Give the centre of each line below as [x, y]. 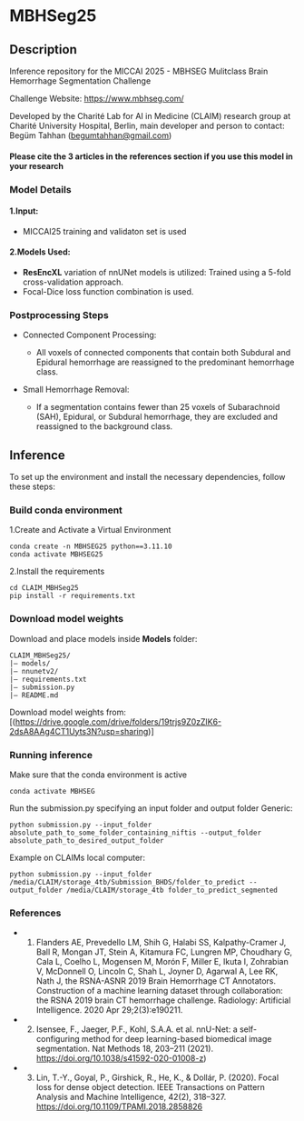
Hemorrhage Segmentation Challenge [80, 81]
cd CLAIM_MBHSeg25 [44, 588]
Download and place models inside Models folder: [103, 638]
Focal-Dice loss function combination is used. [108, 291]
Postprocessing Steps [59, 315]
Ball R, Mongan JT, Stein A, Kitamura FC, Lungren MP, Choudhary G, [164, 952]
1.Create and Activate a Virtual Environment [90, 530]
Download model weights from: [68, 712]
